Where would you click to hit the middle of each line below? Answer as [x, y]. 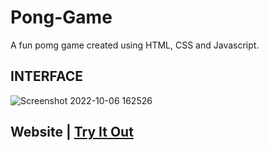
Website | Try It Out [72, 132]
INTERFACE [46, 76]
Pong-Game [61, 17]
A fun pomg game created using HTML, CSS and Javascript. [135, 45]
